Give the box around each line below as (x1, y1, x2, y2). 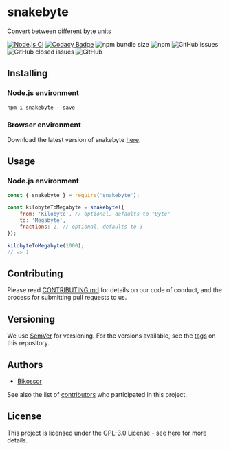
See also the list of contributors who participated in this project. (7, 391, 188, 399)
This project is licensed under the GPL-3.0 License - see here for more (7, 429, 207, 437)
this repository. (7, 339, 50, 347)
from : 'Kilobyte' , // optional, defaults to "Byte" (19, 211, 171, 218)
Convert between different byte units (7, 27, 111, 35)
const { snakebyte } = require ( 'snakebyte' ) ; (7, 192, 140, 198)
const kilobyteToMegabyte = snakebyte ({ (7, 204, 125, 211)
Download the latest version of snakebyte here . (7, 135, 141, 143)
